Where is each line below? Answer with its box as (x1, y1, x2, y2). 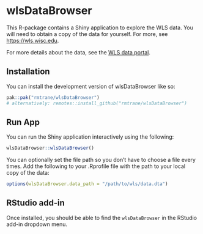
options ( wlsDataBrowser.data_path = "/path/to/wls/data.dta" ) (6, 181, 168, 187)
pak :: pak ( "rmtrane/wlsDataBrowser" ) (6, 94, 100, 101)
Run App (6, 117, 40, 127)
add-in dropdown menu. (6, 221, 68, 228)
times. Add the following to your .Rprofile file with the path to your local (6, 163, 186, 170)
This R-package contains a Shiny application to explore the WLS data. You (6, 24, 194, 31)
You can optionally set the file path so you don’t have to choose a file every (6, 156, 196, 164)
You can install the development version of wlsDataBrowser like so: (6, 82, 175, 90)
